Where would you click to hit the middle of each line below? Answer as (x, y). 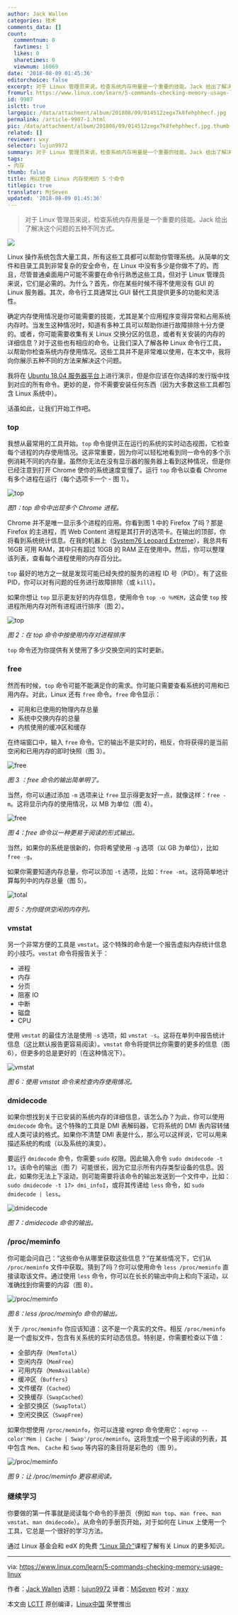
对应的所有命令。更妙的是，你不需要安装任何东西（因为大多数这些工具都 (119, 384)
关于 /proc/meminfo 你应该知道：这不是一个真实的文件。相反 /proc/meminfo (116, 1328)
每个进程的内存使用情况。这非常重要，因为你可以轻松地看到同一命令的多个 (116, 453)
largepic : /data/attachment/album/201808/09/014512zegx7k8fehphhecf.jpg (117, 113)
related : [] (25, 133)
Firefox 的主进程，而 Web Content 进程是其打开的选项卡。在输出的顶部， (114, 532)
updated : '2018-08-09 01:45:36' (55, 199)
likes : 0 (27, 54)
